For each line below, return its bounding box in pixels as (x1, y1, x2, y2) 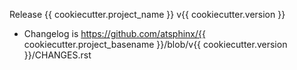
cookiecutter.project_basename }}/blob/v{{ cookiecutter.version (23, 39, 288, 50)
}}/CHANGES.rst (23, 49, 92, 61)
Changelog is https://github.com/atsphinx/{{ (23, 28, 206, 39)
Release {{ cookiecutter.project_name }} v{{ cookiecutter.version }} (9, 9, 286, 20)
